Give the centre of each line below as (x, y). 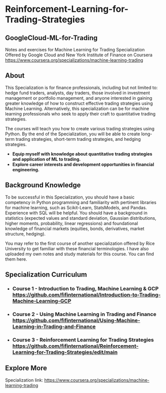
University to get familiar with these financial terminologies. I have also (77, 248)
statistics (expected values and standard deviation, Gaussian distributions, (81, 218)
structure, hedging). (25, 234)
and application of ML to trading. (46, 159)
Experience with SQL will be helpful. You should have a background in (76, 213)
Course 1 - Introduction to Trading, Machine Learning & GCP (85, 288)
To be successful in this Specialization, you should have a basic (70, 197)
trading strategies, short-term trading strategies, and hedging (78, 139)
